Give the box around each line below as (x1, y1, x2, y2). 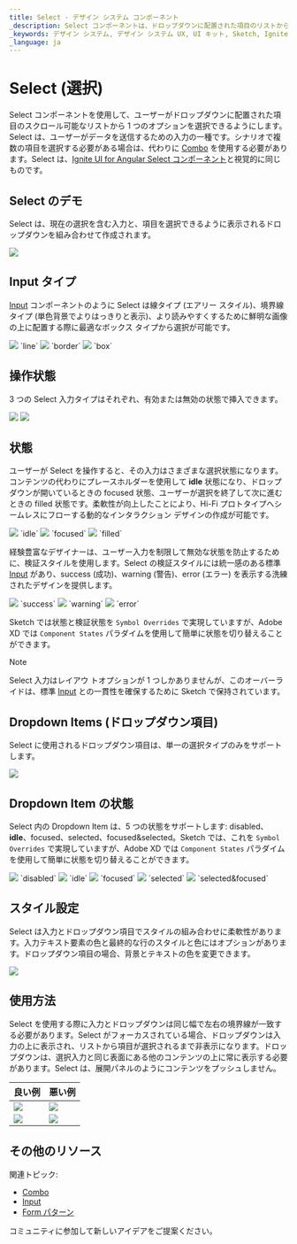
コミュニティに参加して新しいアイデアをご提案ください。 (9, 1225, 218, 1236)
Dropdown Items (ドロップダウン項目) (9, 715, 218, 730)
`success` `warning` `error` (19, 599, 140, 609)
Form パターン (21, 1206, 74, 1217)
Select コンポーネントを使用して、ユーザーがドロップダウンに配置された (9, 110, 274, 120)
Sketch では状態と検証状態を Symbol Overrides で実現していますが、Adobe (9, 617, 283, 628)
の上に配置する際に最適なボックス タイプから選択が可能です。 (9, 321, 236, 332)
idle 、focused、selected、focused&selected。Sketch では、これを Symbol (9, 832, 280, 843)
